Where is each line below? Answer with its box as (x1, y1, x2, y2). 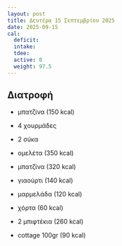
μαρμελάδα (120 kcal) (17, 190, 83, 199)
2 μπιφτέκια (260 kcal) (17, 217, 84, 226)
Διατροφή (7, 89, 54, 101)
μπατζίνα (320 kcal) (17, 163, 76, 171)
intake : (13, 43, 37, 50)
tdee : (13, 50, 30, 57)
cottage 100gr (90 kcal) (17, 231, 86, 240)
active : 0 (13, 57, 42, 64)
